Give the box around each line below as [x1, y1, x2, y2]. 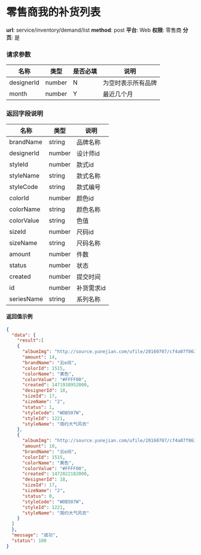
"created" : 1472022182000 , [22, 471, 90, 477]
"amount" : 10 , [22, 443, 58, 449]
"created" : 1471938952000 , [22, 382, 90, 388]
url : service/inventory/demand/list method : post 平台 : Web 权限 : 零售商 [6, 26, 182, 33]
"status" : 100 [11, 538, 47, 544]
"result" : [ [17, 337, 44, 344]
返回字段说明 [6, 109, 44, 118]
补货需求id [77, 283, 106, 292]
